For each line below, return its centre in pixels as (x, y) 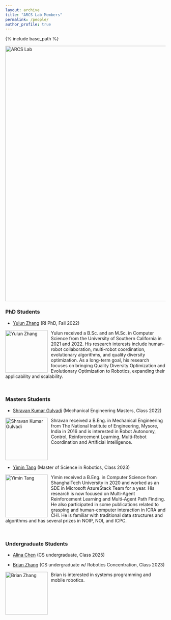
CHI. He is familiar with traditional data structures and (107, 515)
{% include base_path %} (32, 39)
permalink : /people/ (27, 19)
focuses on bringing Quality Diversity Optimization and (108, 365)
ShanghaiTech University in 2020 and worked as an (105, 483)
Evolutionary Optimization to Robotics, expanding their (108, 371)
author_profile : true (28, 24)
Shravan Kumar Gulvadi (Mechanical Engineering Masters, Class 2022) (87, 410)
